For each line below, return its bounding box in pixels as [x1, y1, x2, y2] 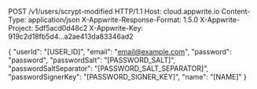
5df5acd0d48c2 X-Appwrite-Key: [35, 24, 144, 32]
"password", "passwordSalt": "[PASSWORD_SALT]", [8, 55, 176, 65]
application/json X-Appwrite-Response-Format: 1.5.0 [28, 15, 199, 24]
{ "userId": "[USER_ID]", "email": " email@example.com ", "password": [8, 47, 232, 56]
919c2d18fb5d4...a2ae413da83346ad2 [8, 32, 134, 41]
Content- [221, 7, 251, 16]
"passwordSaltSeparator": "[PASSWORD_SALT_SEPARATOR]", [8, 64, 209, 73]
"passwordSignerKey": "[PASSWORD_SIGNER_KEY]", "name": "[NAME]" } [8, 72, 248, 81]
